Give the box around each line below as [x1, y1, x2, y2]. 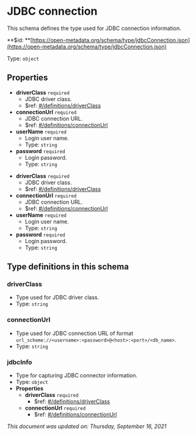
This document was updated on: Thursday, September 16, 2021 [7, 423, 167, 430]
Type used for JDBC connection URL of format [15, 329, 134, 337]
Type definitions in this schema [7, 261, 129, 272]
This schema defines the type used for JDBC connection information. [7, 24, 182, 32]
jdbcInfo [7, 358, 32, 366]
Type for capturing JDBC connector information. [15, 372, 138, 379]
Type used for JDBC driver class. [15, 294, 100, 301]
